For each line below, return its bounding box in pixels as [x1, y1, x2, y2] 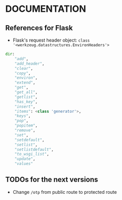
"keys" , [14, 113, 31, 118]
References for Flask [5, 24, 73, 32]
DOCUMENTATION [5, 3, 86, 15]
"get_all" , [14, 90, 38, 95]
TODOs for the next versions [5, 175, 98, 184]
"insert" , [14, 104, 36, 109]
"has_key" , [14, 99, 38, 104]
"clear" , [14, 66, 33, 71]
